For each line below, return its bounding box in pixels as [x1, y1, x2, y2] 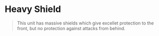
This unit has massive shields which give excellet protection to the [17, 20, 154, 26]
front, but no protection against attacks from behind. [17, 25, 126, 31]
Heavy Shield [5, 3, 61, 15]
